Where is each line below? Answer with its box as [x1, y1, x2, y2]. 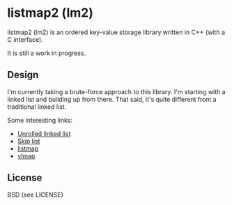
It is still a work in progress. [7, 49, 86, 57]
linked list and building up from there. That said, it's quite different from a [7, 95, 217, 103]
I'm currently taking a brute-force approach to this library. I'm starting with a [7, 87, 226, 96]
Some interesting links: [7, 116, 73, 124]
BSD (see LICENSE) [7, 190, 64, 199]
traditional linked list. [7, 102, 67, 111]
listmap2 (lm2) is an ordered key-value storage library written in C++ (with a [7, 28, 225, 36]
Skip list [17, 137, 40, 145]
